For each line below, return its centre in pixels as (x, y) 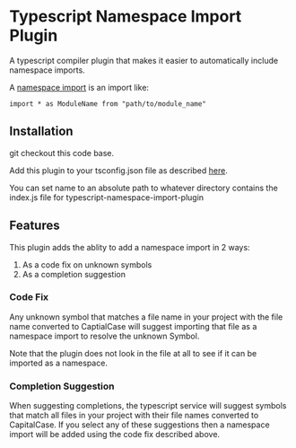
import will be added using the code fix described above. (115, 435)
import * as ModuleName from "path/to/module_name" (108, 104)
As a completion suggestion (74, 274)
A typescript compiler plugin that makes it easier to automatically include (144, 60)
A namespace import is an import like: (79, 87)
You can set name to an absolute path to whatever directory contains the (144, 188)
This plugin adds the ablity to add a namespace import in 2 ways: (130, 247)
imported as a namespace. (58, 363)
